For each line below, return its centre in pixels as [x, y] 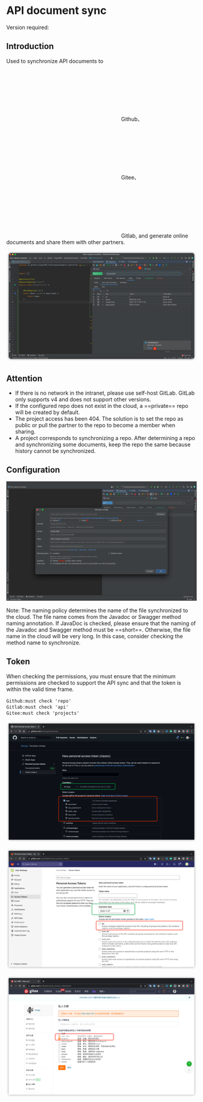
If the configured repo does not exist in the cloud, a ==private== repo [101, 406]
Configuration [33, 470]
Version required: [28, 27]
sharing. [25, 432]
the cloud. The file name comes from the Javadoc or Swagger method [94, 616]
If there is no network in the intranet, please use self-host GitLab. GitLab [105, 393]
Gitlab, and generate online [154, 235]
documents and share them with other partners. [66, 242]
